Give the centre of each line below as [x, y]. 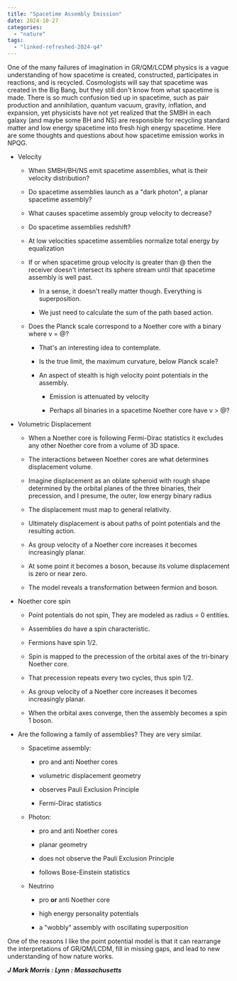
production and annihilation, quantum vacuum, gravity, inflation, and [107, 105]
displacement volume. [61, 467]
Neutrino [41, 886]
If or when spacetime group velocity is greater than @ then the [120, 262]
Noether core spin [44, 601]
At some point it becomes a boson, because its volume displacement [129, 566]
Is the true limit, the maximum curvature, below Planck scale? [128, 361]
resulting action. [52, 531]
